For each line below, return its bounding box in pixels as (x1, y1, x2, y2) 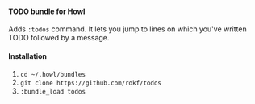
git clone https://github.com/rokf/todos (19, 79, 161, 88)
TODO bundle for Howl (8, 6, 86, 16)
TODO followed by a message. (8, 33, 110, 43)
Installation (8, 51, 47, 60)
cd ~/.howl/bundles (19, 71, 86, 79)
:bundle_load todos (19, 88, 86, 96)
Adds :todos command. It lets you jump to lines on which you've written (8, 24, 248, 34)
